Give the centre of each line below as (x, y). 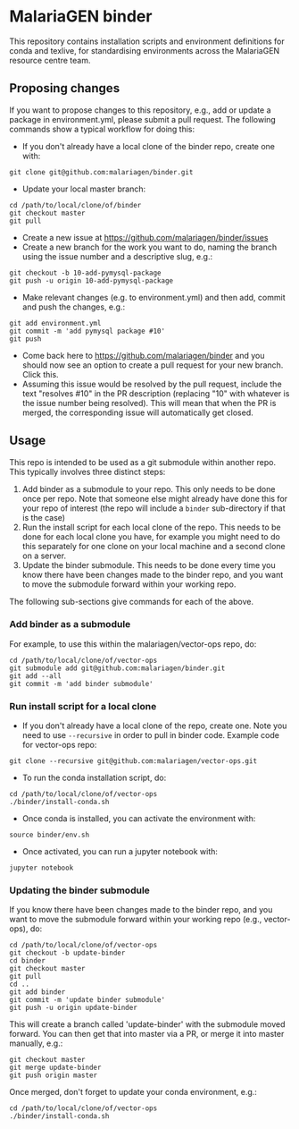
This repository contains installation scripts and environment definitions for (147, 41)
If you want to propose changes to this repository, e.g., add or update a (140, 110)
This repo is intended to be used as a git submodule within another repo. (143, 462)
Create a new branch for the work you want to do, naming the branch (149, 247)
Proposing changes (65, 88)
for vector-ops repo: (59, 745)
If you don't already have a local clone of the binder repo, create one (148, 146)
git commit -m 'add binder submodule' (81, 683)
